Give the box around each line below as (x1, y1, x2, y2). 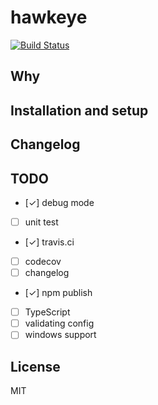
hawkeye (10, 6, 88, 29)
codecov (24, 255, 62, 267)
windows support (24, 329, 97, 341)
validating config (24, 317, 95, 330)
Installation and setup (10, 102, 149, 119)
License (10, 358, 61, 375)
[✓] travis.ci (24, 236, 75, 248)
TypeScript (24, 306, 71, 318)
